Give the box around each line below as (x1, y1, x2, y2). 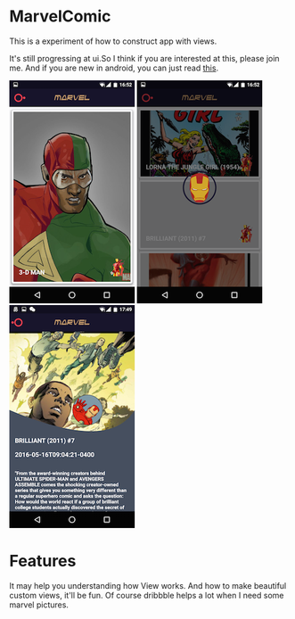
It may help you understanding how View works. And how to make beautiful (9, 580, 287, 590)
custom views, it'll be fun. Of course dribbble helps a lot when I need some (9, 590, 284, 600)
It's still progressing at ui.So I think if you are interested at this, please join (9, 53, 280, 63)
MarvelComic (9, 6, 111, 27)
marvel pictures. (9, 599, 70, 610)
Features (9, 551, 77, 572)
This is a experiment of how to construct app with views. (9, 36, 217, 46)
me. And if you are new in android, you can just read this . (9, 62, 219, 73)
